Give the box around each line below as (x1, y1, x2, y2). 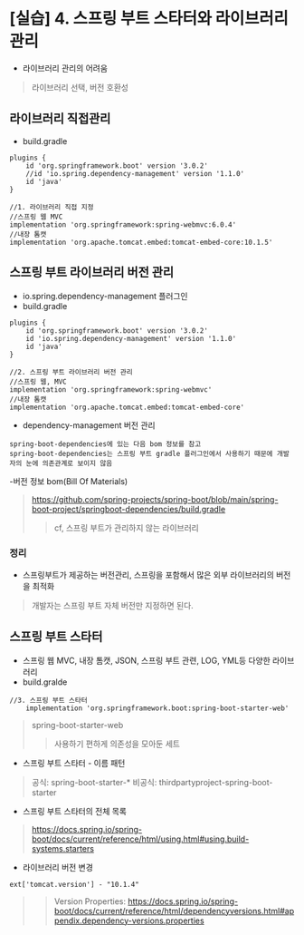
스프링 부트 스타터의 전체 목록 (22, 805, 127, 816)
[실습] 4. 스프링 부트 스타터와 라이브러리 (9, 8, 289, 29)
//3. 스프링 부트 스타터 (9, 696, 88, 705)
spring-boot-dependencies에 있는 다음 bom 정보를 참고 (9, 439, 202, 449)
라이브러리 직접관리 (9, 111, 111, 127)
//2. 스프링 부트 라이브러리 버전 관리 (9, 367, 133, 376)
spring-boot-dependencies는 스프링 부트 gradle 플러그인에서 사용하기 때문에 (9, 449, 273, 458)
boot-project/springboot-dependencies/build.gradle (31, 503, 226, 514)
